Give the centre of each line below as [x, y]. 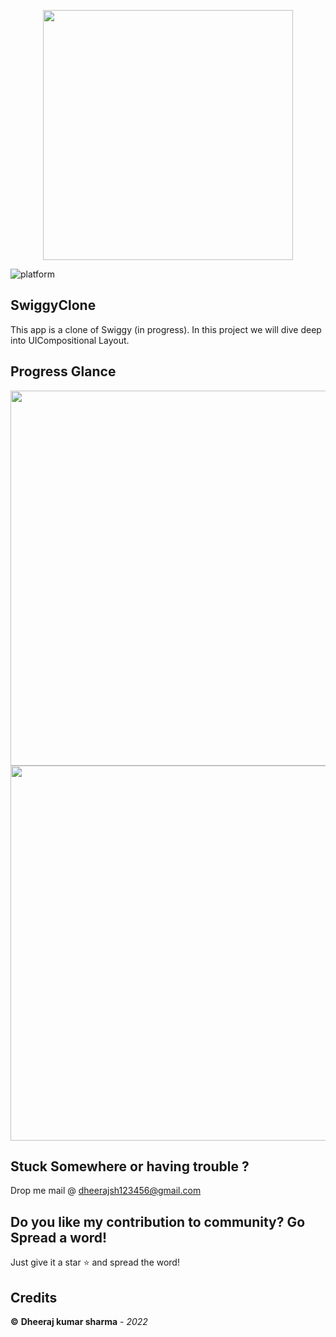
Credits [34, 1297]
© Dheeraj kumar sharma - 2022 [79, 1322]
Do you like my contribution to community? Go [158, 1221]
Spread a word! [59, 1237]
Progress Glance [63, 371]
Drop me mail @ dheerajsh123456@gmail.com [106, 1191]
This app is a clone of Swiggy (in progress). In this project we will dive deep [166, 329]
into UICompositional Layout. [70, 340]
